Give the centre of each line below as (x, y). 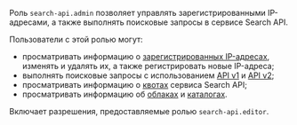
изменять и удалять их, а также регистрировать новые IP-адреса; (148, 66)
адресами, (30, 22)
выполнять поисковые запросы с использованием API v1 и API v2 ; (148, 75)
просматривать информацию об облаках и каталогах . (125, 94)
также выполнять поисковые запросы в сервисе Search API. (173, 22)
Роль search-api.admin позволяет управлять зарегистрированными (138, 13)
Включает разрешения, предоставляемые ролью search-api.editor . (139, 111)
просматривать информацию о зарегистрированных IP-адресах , (146, 56)
